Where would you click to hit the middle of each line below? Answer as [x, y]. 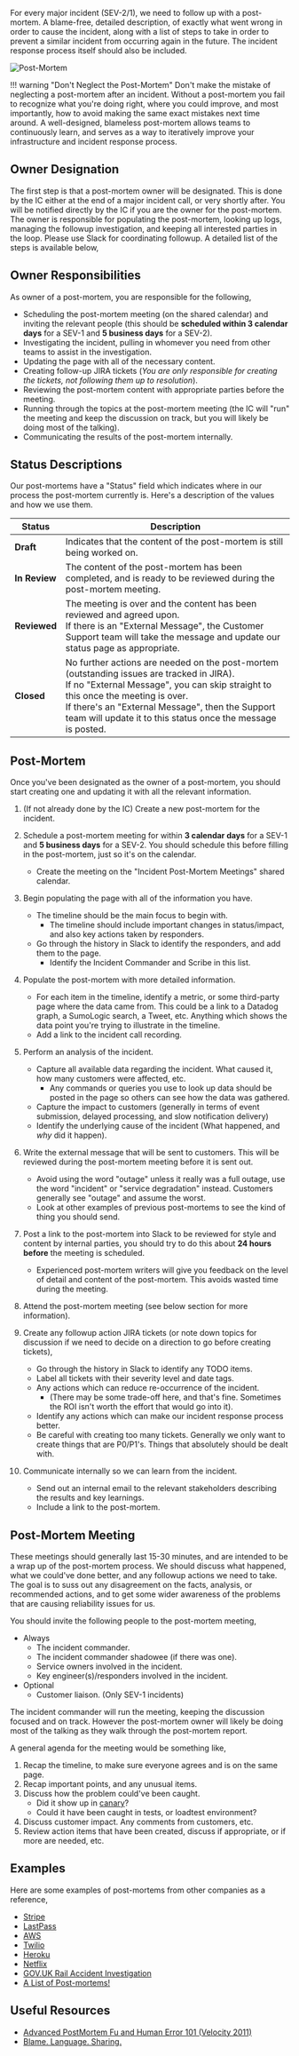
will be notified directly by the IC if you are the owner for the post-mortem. [146, 210]
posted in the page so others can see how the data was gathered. [169, 1098]
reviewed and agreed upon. [122, 615]
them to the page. [68, 953]
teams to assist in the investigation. [87, 352]
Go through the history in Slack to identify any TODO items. [144, 1369]
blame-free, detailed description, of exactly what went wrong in [166, 22]
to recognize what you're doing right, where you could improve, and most [144, 104]
